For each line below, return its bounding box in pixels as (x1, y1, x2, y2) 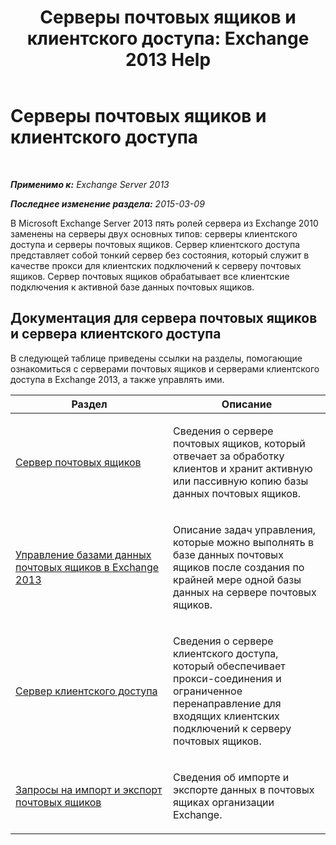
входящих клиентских (173, 709, 280, 723)
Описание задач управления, (173, 522, 317, 536)
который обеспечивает (173, 659, 286, 673)
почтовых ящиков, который (173, 436, 306, 450)
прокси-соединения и (173, 671, 282, 685)
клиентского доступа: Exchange (26, 27, 310, 50)
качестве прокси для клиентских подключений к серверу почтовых (10, 259, 302, 271)
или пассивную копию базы (173, 474, 309, 488)
